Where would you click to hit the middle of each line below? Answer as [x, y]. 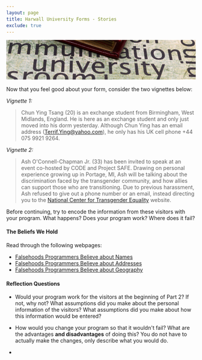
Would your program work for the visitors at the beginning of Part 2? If [102, 297]
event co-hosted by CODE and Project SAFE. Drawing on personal [103, 168]
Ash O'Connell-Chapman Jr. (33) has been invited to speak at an [101, 161]
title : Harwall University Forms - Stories [62, 19]
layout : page [23, 13]
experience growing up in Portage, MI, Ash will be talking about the [104, 174]
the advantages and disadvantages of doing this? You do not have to [101, 334]
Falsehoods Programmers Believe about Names [74, 257]
